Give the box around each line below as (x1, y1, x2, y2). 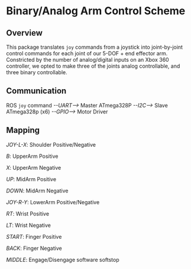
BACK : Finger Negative (6, 245, 62, 252)
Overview (6, 28, 43, 38)
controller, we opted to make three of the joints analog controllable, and (6, 62, 180, 69)
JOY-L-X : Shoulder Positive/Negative (6, 141, 96, 148)
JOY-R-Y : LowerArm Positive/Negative (6, 198, 100, 205)
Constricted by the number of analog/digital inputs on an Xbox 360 (6, 56, 170, 63)
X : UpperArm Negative (6, 164, 61, 171)
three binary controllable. (6, 69, 68, 75)
